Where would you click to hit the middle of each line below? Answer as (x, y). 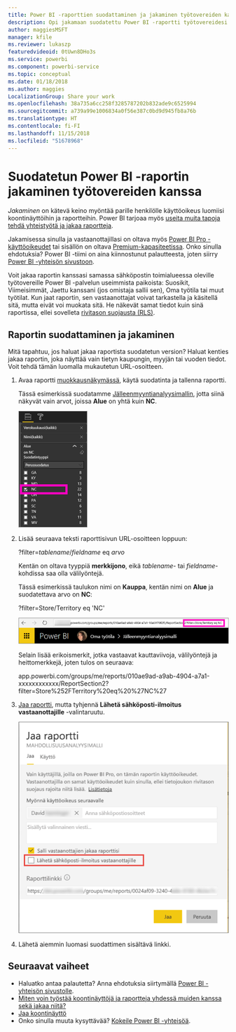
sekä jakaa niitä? (42, 1005)
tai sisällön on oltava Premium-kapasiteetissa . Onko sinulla (137, 247)
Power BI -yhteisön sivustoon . (51, 262)
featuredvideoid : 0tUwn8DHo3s (52, 52)
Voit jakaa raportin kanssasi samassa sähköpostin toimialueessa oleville (111, 275)
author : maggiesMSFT (38, 30)
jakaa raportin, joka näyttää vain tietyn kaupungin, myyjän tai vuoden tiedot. (117, 359)
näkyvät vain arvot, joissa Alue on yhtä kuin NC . (87, 401)
